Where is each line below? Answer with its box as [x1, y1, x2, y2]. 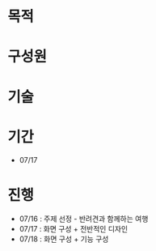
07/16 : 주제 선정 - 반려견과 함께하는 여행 [19, 214, 149, 223]
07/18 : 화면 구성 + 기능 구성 [19, 234, 109, 244]
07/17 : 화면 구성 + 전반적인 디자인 [19, 224, 129, 234]
